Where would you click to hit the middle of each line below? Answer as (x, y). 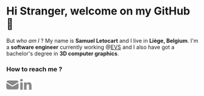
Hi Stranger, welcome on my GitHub (98, 11)
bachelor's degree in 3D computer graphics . (63, 53)
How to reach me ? (34, 69)
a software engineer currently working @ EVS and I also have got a (90, 47)
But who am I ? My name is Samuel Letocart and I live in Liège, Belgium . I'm (102, 40)
